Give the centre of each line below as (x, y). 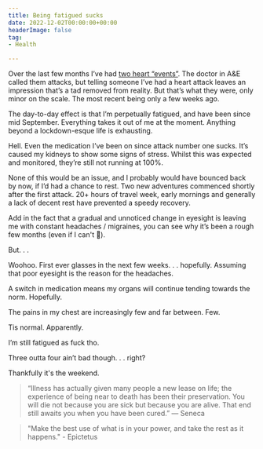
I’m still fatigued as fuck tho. (54, 343)
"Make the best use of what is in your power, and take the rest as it (135, 429)
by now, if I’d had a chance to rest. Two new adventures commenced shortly (131, 186)
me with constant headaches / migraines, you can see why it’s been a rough (131, 226)
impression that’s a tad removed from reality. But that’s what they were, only (131, 90)
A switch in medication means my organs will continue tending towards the (129, 289)
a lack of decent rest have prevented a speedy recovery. (99, 203)
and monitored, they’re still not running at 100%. (86, 162)
